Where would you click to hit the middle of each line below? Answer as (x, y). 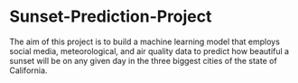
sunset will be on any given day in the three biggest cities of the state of (143, 60)
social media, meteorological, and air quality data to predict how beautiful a (149, 51)
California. (28, 70)
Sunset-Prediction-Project (111, 17)
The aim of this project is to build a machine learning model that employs (144, 41)
